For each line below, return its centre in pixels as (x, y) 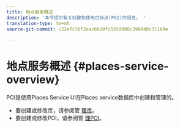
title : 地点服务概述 (30, 12)
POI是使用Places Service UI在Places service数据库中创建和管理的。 (92, 98)
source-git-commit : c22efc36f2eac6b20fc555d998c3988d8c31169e (87, 29)
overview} (33, 80)
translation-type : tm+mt (38, 23)
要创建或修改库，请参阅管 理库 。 (56, 111)
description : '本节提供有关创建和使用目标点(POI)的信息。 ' (76, 18)
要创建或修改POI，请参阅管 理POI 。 (60, 118)
